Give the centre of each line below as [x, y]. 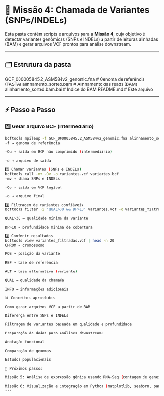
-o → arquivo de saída [28, 161]
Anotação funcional [25, 342]
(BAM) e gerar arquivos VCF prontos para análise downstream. [68, 44]
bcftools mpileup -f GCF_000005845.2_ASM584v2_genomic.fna [66, 139]
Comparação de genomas [28, 351]
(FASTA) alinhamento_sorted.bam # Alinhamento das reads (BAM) [71, 84]
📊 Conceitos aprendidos [30, 298]
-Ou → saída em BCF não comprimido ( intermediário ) [59, 152]
